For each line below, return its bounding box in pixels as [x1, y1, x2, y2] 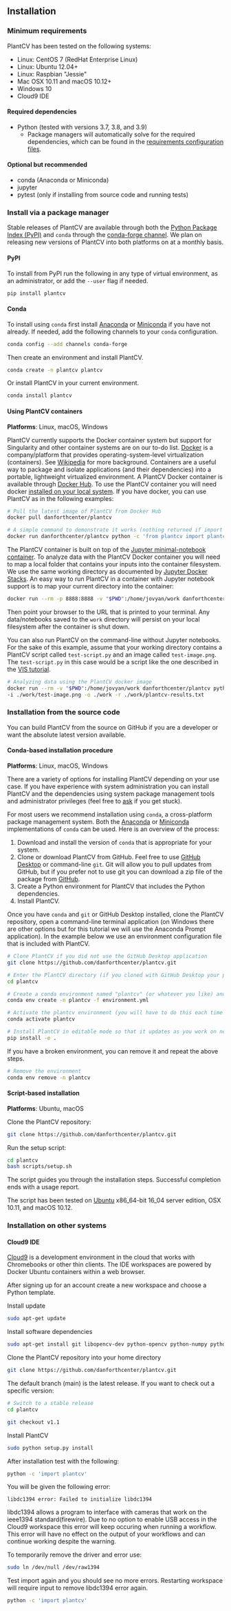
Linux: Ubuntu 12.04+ [16, 62, 78, 71]
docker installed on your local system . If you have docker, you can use [7, 487, 207, 495]
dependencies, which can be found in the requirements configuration [27, 137, 224, 145]
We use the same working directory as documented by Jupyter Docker [7, 568, 208, 575]
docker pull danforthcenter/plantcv [7, 514, 112, 521]
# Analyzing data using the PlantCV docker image [7, 678, 153, 685]
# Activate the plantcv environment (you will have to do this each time [7, 1009, 223, 1016]
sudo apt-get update [7, 1315, 67, 1322]
